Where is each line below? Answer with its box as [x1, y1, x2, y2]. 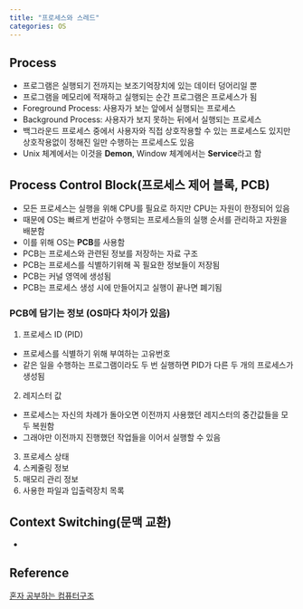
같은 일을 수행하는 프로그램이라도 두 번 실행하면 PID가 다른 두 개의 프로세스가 [22, 359, 294, 371]
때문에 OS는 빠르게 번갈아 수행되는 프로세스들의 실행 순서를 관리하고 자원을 [22, 214, 288, 225]
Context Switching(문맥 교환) [9, 514, 172, 529]
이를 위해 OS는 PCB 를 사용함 [22, 237, 125, 248]
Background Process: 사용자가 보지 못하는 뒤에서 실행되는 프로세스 [22, 114, 262, 125]
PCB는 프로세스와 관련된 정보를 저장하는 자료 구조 [22, 248, 199, 259]
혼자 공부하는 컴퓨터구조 [9, 590, 95, 602]
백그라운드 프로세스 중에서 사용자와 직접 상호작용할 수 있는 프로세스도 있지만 [22, 126, 291, 137]
